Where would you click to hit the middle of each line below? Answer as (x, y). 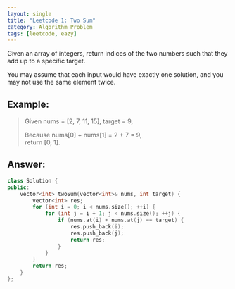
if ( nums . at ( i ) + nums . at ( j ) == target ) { (121, 220)
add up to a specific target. (46, 61)
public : (19, 187)
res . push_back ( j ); (97, 233)
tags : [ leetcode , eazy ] (42, 33)
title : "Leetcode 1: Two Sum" (52, 20)
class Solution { (33, 180)
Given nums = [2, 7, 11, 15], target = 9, (79, 121)
